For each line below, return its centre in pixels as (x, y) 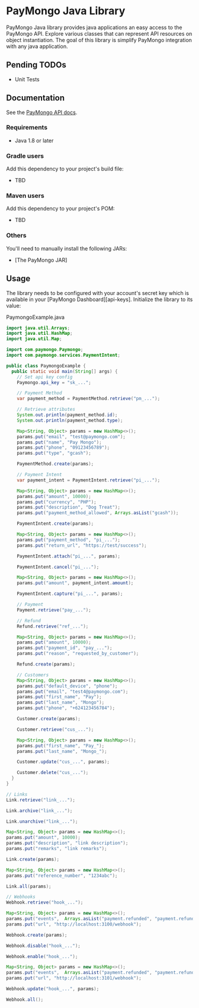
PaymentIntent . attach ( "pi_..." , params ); (68, 556)
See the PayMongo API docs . (42, 112)
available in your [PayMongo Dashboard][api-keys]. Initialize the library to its (99, 299)
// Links (17, 794)
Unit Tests (27, 79)
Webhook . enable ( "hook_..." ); (42, 956)
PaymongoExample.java (36, 317)
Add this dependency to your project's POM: (60, 208)
